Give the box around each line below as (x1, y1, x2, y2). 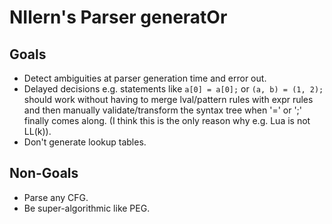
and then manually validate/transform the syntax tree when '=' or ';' (23, 104, 302, 116)
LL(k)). (23, 126, 52, 137)
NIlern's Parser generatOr (9, 6, 228, 29)
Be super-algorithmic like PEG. (23, 202, 151, 214)
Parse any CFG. (23, 191, 89, 203)
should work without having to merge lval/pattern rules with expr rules (23, 94, 314, 105)
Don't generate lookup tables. (23, 136, 147, 148)
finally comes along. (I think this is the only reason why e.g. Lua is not (23, 115, 311, 126)
